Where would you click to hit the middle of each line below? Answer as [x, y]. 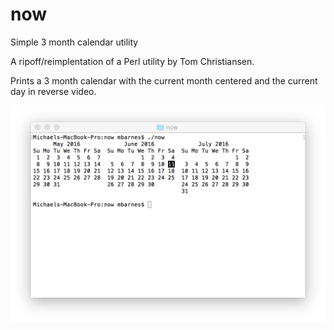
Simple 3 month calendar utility [74, 42]
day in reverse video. [53, 91]
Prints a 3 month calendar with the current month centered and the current [164, 80]
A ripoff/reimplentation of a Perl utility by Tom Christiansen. [132, 61]
